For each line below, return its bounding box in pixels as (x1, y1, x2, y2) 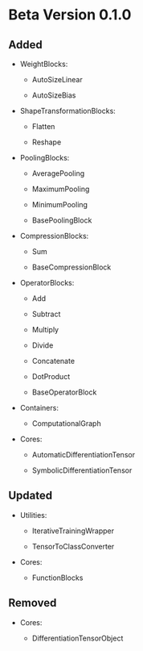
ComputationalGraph (31, 419, 102, 428)
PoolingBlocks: (19, 153, 70, 162)
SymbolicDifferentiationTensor (31, 465, 133, 475)
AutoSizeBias (31, 90, 76, 100)
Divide (31, 340, 54, 350)
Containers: (19, 403, 59, 412)
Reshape (31, 137, 62, 147)
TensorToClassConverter (31, 541, 115, 551)
